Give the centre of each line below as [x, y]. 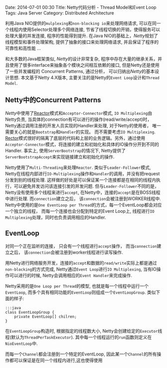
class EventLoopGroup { [30, 312]
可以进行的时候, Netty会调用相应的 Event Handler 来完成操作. [71, 275]
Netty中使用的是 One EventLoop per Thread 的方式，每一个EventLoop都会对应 [83, 205]
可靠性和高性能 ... [23, 48]
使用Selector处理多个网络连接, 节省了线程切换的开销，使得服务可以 [91, 29]
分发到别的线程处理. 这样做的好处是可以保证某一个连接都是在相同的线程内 [81, 180]
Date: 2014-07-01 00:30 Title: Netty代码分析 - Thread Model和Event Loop [81, 7]
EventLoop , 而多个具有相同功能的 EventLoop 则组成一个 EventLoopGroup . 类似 [81, 292]
